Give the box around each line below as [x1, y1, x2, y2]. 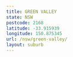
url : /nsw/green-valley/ [6, 36, 68, 42]
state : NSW [6, 14, 33, 20]
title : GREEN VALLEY [6, 8, 58, 15]
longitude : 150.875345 [6, 31, 62, 37]
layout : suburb [6, 42, 44, 48]
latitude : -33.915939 [6, 25, 60, 31]
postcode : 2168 [6, 20, 44, 26]
